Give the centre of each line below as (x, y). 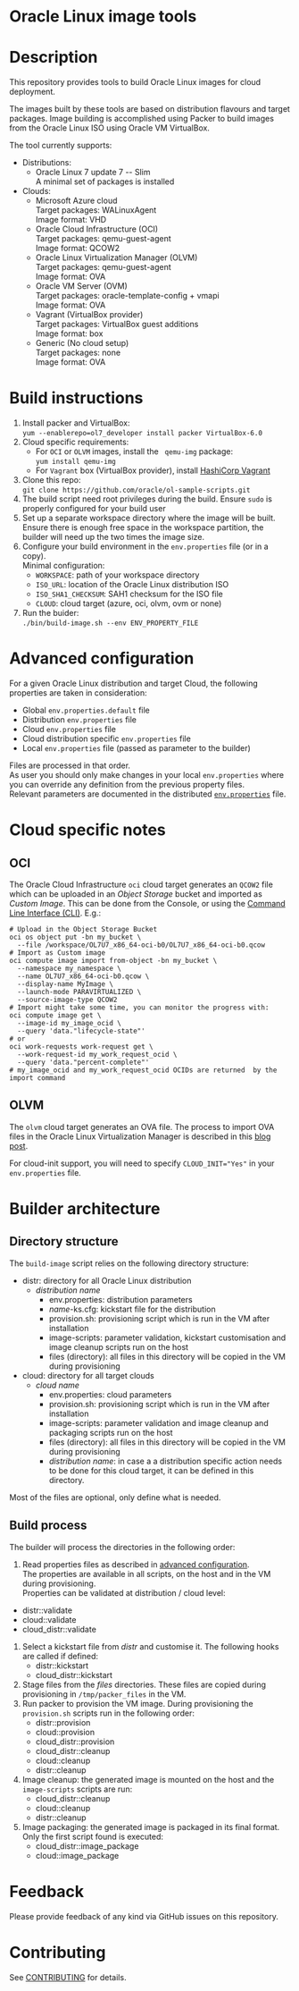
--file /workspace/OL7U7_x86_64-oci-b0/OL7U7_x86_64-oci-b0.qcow (141, 945)
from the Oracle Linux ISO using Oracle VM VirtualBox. (109, 128)
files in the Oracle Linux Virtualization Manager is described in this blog (140, 1136)
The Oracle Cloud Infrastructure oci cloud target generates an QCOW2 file (141, 884)
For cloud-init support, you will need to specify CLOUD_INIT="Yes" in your (142, 1163)
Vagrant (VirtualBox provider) (89, 315)
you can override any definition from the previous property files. (127, 785)
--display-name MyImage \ (66, 984)
